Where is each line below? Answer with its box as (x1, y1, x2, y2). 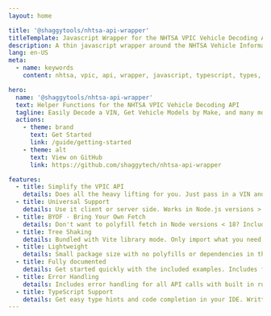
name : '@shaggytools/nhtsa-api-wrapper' (15, 94, 153, 102)
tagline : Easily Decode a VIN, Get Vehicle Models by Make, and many (15, 108, 254, 117)
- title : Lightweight (15, 243, 89, 251)
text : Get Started (29, 131, 92, 139)
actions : (15, 116, 45, 124)
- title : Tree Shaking (15, 227, 92, 236)
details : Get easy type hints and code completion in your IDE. (23, 295, 244, 303)
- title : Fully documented (15, 258, 106, 266)
